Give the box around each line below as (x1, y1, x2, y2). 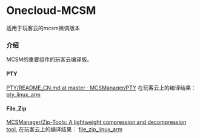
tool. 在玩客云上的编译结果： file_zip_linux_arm (6, 125, 123, 133)
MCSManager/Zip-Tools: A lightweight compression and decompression (6, 118, 187, 126)
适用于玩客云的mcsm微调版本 (6, 24, 80, 31)
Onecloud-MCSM (6, 4, 96, 18)
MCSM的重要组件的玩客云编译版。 (6, 56, 93, 63)
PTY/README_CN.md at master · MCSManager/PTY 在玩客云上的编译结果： (6, 84, 196, 91)
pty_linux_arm (6, 91, 41, 99)
